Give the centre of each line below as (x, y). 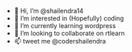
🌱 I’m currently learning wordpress (65, 26)
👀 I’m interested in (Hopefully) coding (69, 18)
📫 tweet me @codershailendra (60, 41)
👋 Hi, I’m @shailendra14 (49, 11)
